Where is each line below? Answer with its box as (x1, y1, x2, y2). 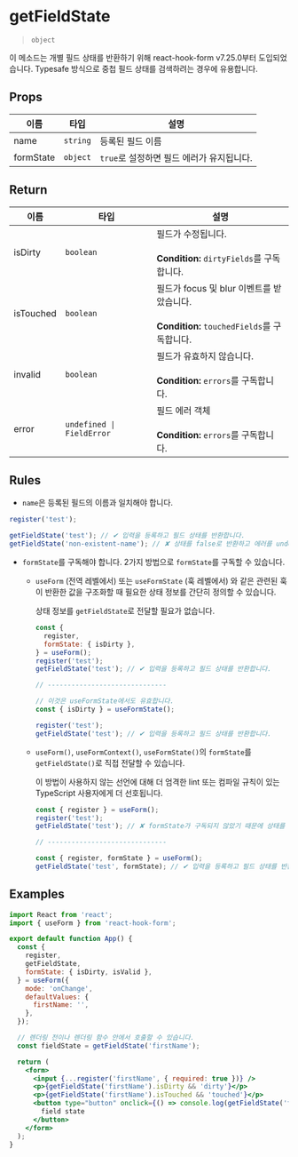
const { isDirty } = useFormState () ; (35, 705, 176, 714)
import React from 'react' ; (9, 910, 114, 919)
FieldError (65, 428, 111, 438)
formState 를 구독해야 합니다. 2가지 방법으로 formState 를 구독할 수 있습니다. (21, 557, 286, 567)
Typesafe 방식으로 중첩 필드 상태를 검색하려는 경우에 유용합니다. (35, 63, 259, 74)
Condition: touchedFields (156, 320, 263, 332)
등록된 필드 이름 (99, 135, 162, 148)
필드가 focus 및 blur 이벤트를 (156, 282, 271, 294)
